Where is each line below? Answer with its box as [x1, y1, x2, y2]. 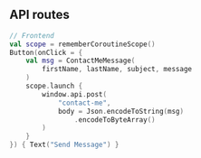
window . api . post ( [42, 89, 107, 98]
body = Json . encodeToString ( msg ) [57, 107, 184, 116]
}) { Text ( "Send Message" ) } [9, 140, 120, 150]
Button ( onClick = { [9, 48, 83, 57]
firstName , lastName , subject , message [42, 65, 193, 74]
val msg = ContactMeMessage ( [25, 56, 136, 66]
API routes [9, 7, 70, 23]
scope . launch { [25, 81, 83, 91]
